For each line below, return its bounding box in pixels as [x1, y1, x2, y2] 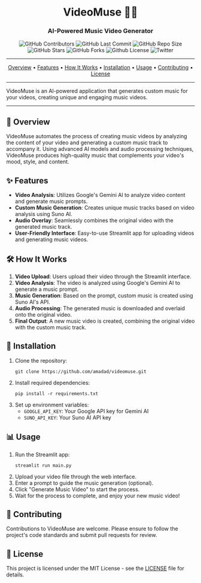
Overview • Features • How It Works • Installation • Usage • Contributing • [8, 64, 193, 71]
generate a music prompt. [14, 286, 79, 293]
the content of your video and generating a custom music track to [6, 139, 168, 146]
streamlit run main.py [14, 462, 72, 469]
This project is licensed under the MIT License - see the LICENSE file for [6, 565, 184, 572]
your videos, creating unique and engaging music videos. [6, 94, 148, 101]
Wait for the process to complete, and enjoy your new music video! [14, 492, 181, 499]
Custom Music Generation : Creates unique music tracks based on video [14, 204, 194, 211]
